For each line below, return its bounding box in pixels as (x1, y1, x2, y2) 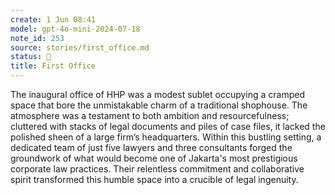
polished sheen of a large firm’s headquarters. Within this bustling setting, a (10, 131, 322, 143)
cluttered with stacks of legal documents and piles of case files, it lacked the (10, 121, 326, 132)
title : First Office (10, 61, 97, 71)
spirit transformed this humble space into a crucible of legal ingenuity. (10, 174, 299, 185)
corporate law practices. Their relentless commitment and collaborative (10, 163, 305, 175)
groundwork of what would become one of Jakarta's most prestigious (10, 152, 298, 164)
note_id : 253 (10, 33, 65, 43)
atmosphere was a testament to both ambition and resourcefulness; (10, 110, 290, 121)
